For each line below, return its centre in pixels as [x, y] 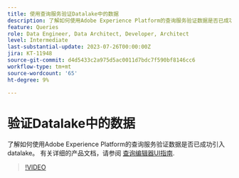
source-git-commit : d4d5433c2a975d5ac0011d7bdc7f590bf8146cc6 [101, 60]
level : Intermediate [38, 40]
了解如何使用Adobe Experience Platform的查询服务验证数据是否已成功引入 [116, 144]
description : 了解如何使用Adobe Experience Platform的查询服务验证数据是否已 [116, 21]
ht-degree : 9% [28, 80]
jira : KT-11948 [30, 54]
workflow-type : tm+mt [39, 67]
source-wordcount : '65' [43, 73]
